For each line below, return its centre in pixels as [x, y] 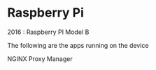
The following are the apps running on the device [78, 45]
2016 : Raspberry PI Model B [48, 32]
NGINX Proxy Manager [40, 59]
